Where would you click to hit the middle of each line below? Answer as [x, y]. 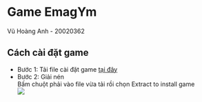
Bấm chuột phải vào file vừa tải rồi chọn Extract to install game [106, 84]
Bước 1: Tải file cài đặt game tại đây [67, 69]
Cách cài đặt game [48, 53]
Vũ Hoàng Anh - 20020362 [46, 31]
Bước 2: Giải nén [40, 76]
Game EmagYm [52, 12]
